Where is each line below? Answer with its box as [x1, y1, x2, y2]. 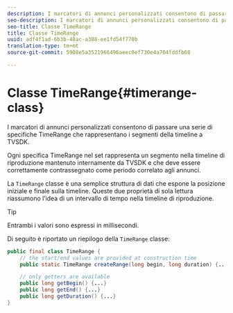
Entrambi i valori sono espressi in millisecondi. [7, 220, 139, 230]
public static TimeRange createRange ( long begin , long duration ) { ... [19, 261, 228, 268]
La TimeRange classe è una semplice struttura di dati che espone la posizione [7, 179, 225, 188]
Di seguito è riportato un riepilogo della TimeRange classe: [7, 234, 170, 243]
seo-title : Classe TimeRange [7, 23, 92, 30]
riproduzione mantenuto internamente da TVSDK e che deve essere [7, 158, 201, 167]
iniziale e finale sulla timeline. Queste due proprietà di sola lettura [7, 186, 193, 195]
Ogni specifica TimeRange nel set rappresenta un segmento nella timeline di [7, 151, 225, 159]
